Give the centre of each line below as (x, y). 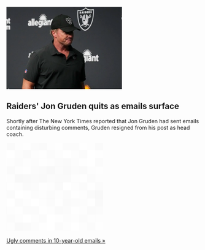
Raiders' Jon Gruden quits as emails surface (93, 106)
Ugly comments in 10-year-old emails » (56, 240)
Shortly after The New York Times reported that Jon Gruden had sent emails (103, 121)
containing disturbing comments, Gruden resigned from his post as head (98, 127)
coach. (15, 134)
